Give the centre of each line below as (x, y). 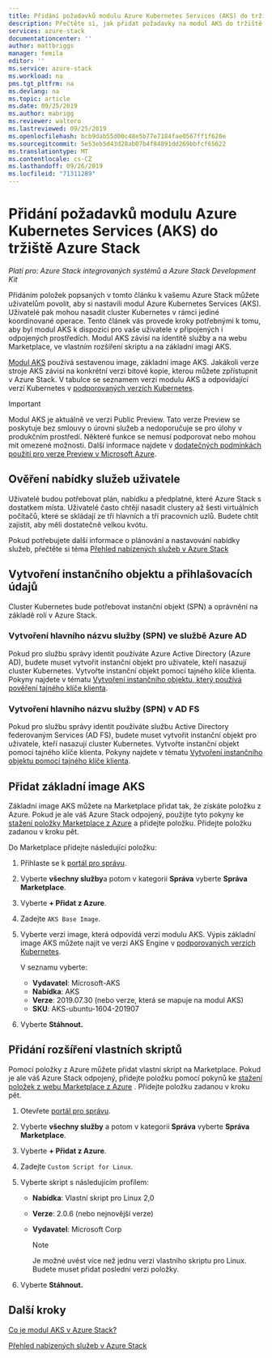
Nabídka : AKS (55, 991)
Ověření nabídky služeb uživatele (94, 480)
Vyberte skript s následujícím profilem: (85, 1182)
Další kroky (37, 1311)
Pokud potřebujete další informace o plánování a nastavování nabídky (124, 540)
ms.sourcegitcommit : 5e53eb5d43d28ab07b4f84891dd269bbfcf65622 (117, 144)
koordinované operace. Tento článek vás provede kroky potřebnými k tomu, (135, 320)
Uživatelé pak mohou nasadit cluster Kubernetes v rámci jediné (114, 312)
